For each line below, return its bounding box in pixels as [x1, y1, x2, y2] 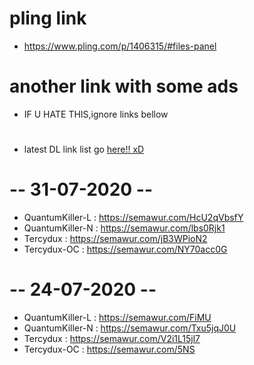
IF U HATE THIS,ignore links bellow [23, 108, 169, 120]
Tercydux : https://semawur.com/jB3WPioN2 [23, 233, 208, 244]
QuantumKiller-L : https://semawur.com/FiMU [23, 311, 212, 323]
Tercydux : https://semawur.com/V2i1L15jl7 [23, 332, 201, 344]
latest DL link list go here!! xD [23, 143, 145, 156]
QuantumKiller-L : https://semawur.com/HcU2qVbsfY [23, 212, 244, 223]
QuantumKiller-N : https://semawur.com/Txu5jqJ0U [23, 322, 237, 334]
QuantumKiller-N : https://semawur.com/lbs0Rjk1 [23, 222, 226, 234]
